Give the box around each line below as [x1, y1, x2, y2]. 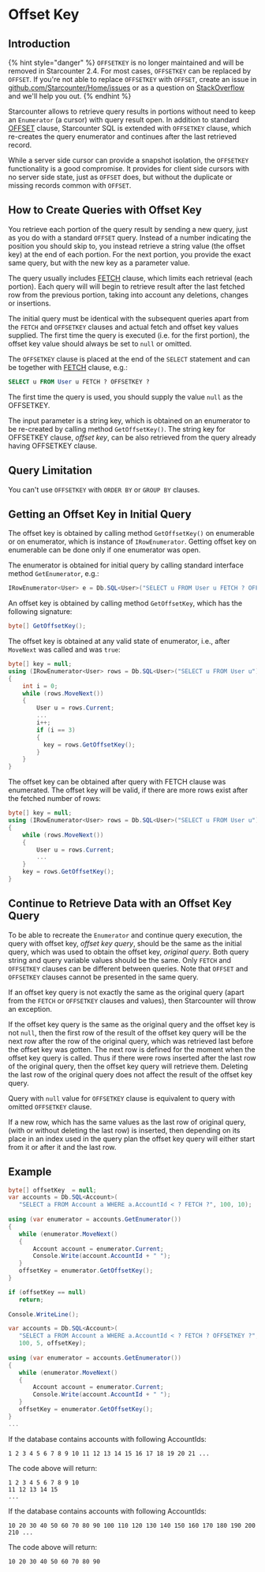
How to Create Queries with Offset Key [8, 204, 203, 217]
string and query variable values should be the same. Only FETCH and [8, 955, 231, 964]
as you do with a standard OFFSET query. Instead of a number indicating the [8, 233, 252, 242]
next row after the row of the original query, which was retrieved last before [8, 1036, 254, 1046]
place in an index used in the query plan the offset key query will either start [8, 1134, 256, 1143]
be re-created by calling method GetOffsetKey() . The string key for [8, 424, 226, 433]
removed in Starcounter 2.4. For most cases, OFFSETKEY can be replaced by [8, 66, 251, 76]
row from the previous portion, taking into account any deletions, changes [8, 290, 248, 299]
